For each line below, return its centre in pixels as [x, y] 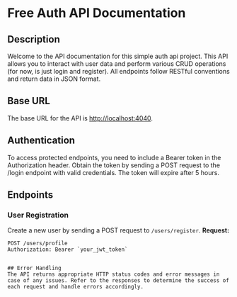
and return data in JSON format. [54, 79]
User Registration [38, 215]
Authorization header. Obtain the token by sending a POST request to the [114, 165]
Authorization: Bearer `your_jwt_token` [68, 250]
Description [34, 39]
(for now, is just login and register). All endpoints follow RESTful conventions [118, 71]
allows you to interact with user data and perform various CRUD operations [117, 64]
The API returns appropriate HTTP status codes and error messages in [114, 274]
